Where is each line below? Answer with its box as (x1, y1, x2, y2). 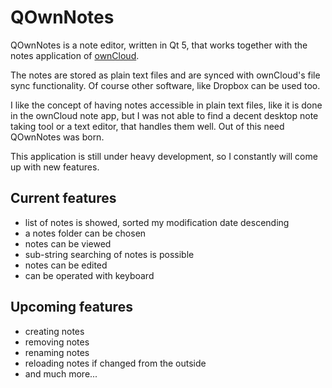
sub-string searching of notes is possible (24, 248, 195, 260)
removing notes (24, 336, 90, 348)
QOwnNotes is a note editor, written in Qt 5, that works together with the (10, 39, 308, 51)
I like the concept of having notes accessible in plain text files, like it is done (10, 99, 323, 111)
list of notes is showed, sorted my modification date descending (24, 216, 290, 228)
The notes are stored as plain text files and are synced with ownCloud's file (10, 69, 321, 81)
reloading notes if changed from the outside (24, 357, 207, 369)
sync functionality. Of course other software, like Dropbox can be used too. (10, 79, 321, 91)
